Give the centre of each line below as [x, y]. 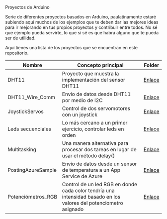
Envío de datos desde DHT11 [96, 94]
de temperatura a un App [91, 170]
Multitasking [22, 150]
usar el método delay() [88, 156]
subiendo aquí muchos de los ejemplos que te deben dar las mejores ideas [82, 22]
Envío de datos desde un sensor [99, 164]
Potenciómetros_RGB [33, 197]
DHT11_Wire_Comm [32, 97]
